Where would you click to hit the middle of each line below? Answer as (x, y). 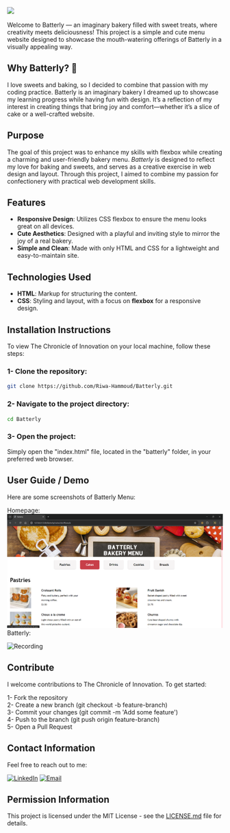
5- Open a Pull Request (40, 727)
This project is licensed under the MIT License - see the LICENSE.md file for (114, 816)
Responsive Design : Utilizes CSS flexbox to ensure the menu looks (112, 219)
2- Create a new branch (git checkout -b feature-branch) (87, 705)
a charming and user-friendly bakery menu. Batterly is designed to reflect (111, 159)
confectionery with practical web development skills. (81, 181)
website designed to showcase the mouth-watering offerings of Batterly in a (115, 39)
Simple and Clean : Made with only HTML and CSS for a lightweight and (118, 248)
